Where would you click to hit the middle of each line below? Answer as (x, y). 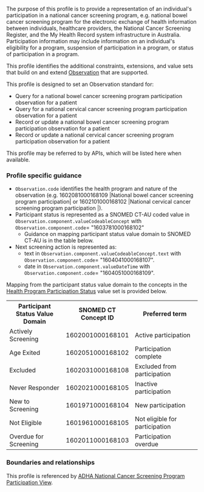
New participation (160, 405)
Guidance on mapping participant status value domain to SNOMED (107, 234)
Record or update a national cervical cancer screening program (94, 135)
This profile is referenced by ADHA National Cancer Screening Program (96, 476)
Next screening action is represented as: (66, 247)
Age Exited (25, 353)
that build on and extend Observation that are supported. (77, 72)
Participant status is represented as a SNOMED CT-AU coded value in (102, 215)
